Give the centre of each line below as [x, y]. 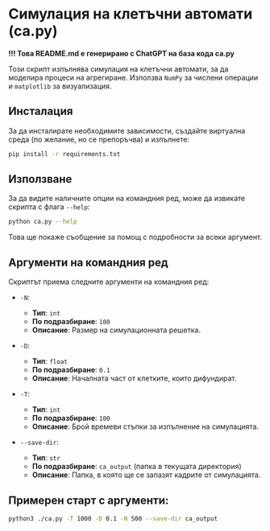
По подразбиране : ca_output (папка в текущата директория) [137, 467]
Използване [40, 179]
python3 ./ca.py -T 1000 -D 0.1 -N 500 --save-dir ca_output [113, 519]
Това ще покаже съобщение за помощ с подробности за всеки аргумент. [135, 237]
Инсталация [41, 111]
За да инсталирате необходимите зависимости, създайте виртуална [127, 130]
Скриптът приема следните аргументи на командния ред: [109, 282]
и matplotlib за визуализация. [60, 86]
